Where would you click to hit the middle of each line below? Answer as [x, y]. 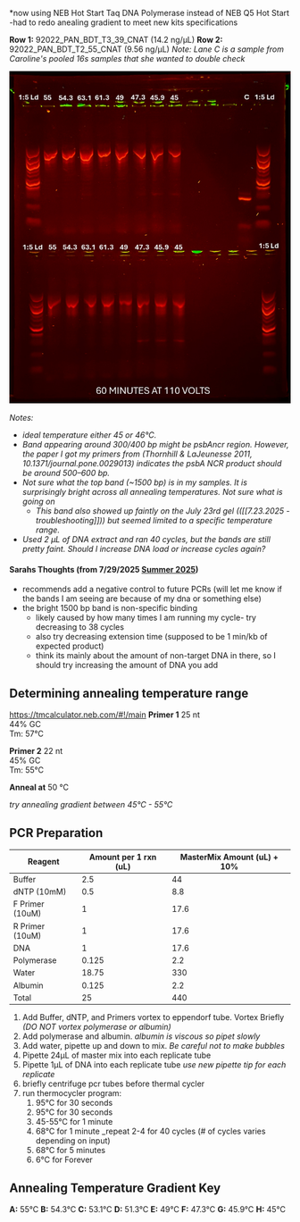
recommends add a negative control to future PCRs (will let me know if [152, 590]
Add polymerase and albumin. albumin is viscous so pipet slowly [141, 1036]
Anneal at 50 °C [39, 787]
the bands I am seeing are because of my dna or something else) [142, 598]
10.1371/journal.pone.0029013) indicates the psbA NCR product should [152, 464]
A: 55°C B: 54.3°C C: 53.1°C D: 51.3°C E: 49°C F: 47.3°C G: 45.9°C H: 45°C [147, 1209]
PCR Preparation [56, 833]
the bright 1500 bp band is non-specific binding [110, 608]
